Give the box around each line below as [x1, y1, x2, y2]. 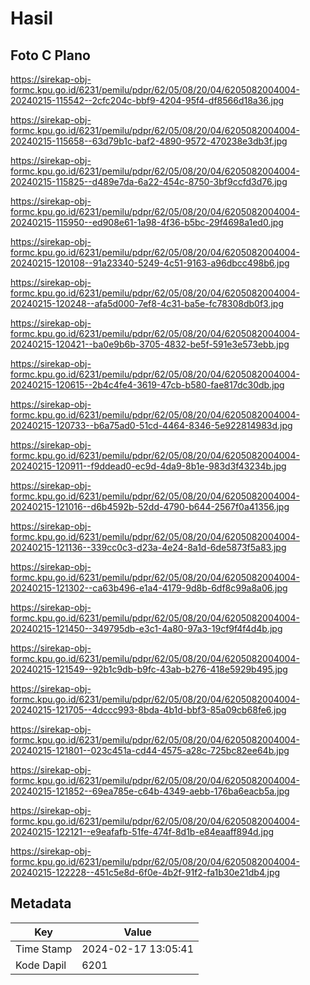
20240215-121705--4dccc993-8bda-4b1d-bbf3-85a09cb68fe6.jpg [10, 704, 287, 716]
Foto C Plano [10, 47, 91, 64]
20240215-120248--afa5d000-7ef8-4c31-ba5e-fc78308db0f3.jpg [10, 298, 285, 309]
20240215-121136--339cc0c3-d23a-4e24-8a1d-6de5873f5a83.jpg [10, 542, 287, 553]
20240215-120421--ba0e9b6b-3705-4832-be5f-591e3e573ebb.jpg [10, 338, 290, 350]
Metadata [10, 895, 72, 912]
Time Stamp [15, 942, 73, 956]
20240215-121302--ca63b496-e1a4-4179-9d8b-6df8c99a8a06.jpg [10, 582, 288, 594]
